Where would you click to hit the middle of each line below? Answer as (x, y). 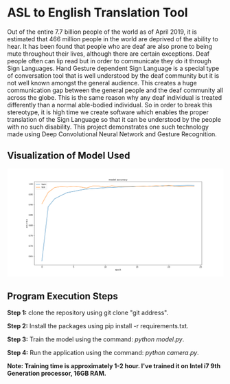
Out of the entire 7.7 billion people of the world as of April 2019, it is (102, 32)
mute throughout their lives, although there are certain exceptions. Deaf (108, 54)
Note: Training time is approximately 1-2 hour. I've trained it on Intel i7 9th (114, 366)
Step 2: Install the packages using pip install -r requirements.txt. (98, 326)
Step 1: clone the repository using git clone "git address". (88, 313)
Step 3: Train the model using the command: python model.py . (96, 339)
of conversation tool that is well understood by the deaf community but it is (113, 75)
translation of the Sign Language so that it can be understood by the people (114, 119)
